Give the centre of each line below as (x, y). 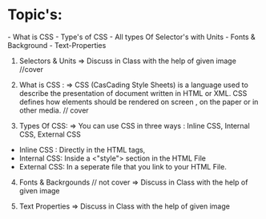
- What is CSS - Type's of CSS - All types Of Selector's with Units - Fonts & (131, 37)
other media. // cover (54, 110)
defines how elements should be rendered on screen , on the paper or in (139, 102)
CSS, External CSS (50, 134)
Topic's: (35, 15)
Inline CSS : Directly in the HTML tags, (82, 149)
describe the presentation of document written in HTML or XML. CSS (133, 93)
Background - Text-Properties (57, 45)
